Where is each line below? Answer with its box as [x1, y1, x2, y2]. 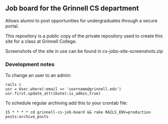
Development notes [5, 60, 55, 68]
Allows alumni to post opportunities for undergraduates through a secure [5, 17, 158, 23]
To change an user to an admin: [5, 72, 72, 78]
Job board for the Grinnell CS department [5, 4, 139, 13]
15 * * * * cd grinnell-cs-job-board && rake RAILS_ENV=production [5, 110, 151, 115]
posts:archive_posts [5, 114, 49, 119]
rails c [5, 82, 22, 87]
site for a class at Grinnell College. [5, 38, 77, 44]
